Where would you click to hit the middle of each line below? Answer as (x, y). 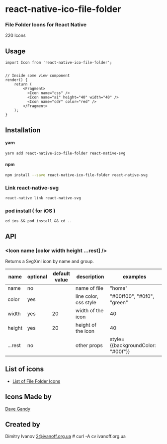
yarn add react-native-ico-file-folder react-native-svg (65, 153)
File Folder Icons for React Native (46, 25)
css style (86, 303)
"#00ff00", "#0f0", (132, 296)
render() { (16, 80)
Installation (23, 130)
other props (89, 345)
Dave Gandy (18, 409)
